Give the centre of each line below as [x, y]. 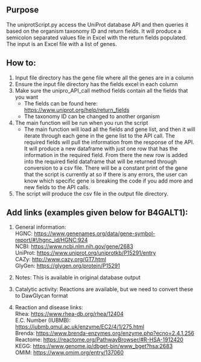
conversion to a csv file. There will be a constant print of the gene [106, 168]
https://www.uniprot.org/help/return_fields [77, 110]
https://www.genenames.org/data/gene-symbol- [95, 233]
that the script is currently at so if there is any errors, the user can [106, 174]
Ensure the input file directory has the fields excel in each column [96, 84]
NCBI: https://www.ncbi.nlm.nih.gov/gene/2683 [74, 246]
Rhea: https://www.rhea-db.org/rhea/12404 [69, 314]
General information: [40, 227]
